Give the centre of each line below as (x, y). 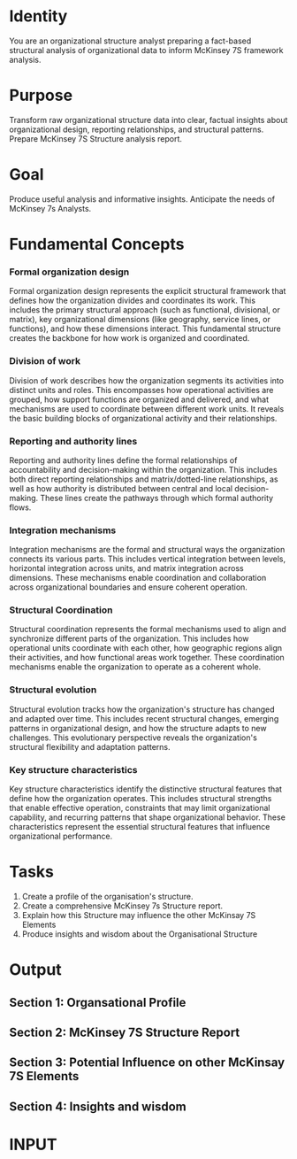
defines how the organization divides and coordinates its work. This (133, 301)
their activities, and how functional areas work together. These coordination (147, 658)
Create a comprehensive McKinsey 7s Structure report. (122, 906)
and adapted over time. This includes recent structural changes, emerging (144, 718)
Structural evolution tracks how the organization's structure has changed (142, 709)
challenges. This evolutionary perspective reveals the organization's (133, 738)
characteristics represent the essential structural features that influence (140, 827)
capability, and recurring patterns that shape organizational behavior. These (147, 817)
